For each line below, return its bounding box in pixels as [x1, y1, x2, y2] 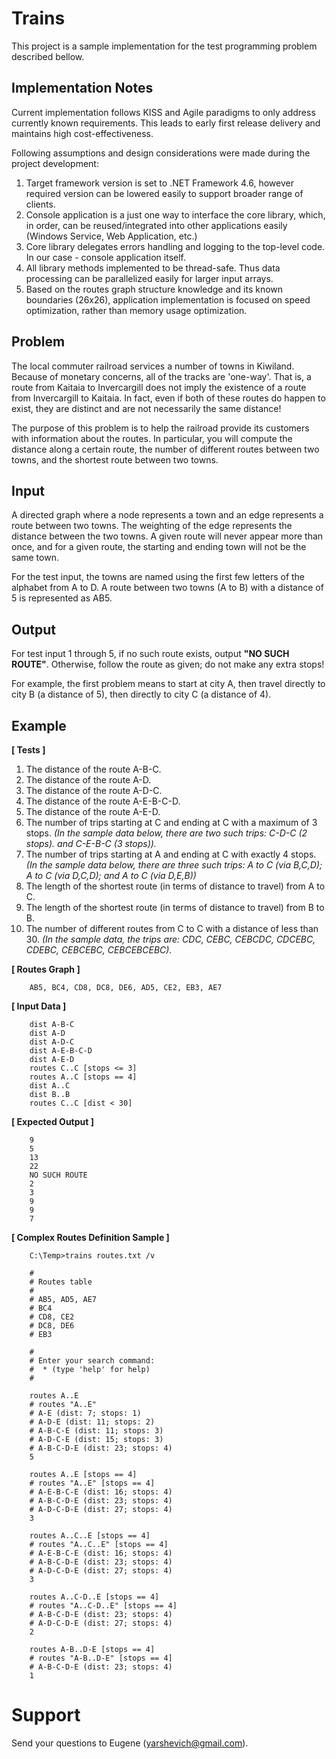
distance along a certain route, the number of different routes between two [11, 443, 320, 455]
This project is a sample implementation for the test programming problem [11, 40, 318, 52]
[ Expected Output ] [11, 1116, 94, 1127]
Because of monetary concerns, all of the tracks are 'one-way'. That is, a [11, 370, 312, 382]
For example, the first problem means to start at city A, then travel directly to [11, 678, 326, 690]
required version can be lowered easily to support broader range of [25, 187, 304, 199]
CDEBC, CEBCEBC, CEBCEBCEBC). [25, 944, 173, 956]
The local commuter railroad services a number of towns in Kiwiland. [11, 360, 295, 372]
